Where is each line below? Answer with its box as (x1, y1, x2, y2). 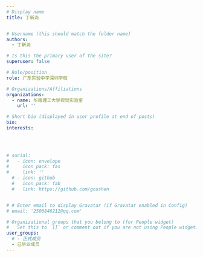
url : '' (17, 103, 36, 109)
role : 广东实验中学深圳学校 (6, 75, 68, 81)
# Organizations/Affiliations (6, 86, 83, 92)
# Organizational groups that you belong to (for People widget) (6, 219, 174, 225)
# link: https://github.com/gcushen (11, 186, 110, 192)
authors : (6, 36, 28, 42)
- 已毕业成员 (11, 241, 40, 247)
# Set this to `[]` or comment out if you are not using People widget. (6, 224, 199, 230)
